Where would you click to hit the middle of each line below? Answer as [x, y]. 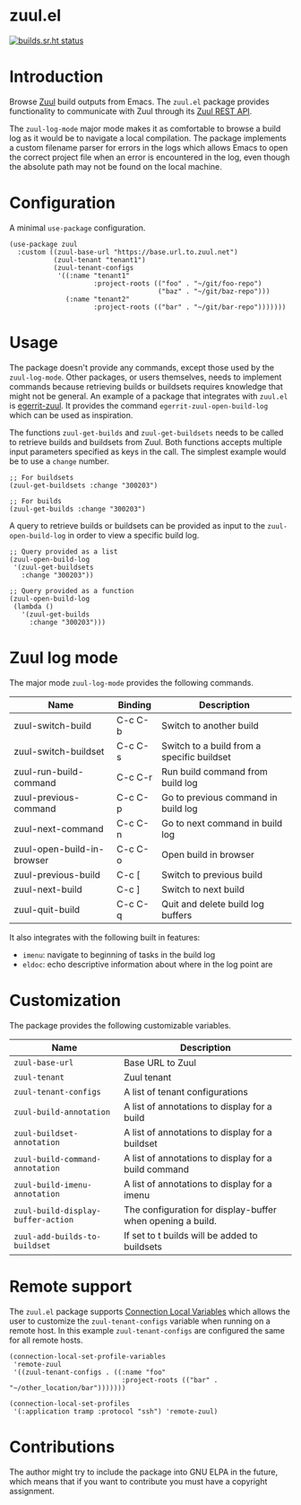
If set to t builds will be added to [191, 1235]
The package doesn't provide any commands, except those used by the [142, 367]
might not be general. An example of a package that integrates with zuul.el [149, 396]
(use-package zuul [43, 244]
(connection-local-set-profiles [69, 1404]
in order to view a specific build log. [133, 535]
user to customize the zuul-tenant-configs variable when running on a [140, 1321]
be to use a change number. [59, 461]
